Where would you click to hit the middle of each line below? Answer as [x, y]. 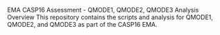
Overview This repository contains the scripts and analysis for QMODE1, [110, 17]
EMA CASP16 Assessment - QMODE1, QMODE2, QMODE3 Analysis [103, 10]
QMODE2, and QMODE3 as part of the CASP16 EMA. [82, 24]
